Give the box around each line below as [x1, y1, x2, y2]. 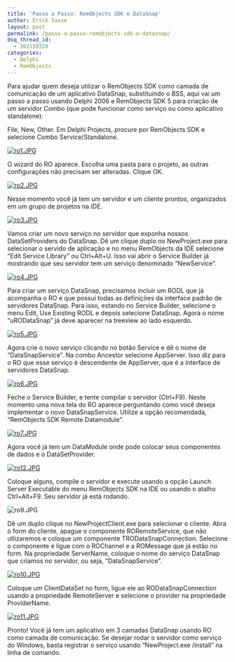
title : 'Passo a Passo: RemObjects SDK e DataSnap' [7, 10, 161, 18]
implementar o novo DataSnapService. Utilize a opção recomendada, [7, 408, 207, 416]
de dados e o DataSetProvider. [7, 450, 96, 458]
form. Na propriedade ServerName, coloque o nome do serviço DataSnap [7, 549, 220, 557]
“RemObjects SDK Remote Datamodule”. [7, 415, 124, 423]
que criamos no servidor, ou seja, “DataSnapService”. [7, 556, 163, 565]
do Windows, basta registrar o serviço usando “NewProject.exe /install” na [7, 640, 223, 649]
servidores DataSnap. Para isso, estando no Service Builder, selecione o [7, 301, 216, 310]
